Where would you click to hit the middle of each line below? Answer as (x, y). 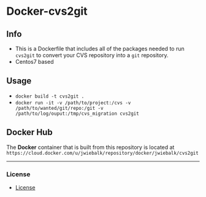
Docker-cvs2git (47, 11)
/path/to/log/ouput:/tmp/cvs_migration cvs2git (77, 114)
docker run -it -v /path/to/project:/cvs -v (73, 102)
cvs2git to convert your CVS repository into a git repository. (92, 55)
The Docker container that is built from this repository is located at (90, 147)
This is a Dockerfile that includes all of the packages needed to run (100, 48)
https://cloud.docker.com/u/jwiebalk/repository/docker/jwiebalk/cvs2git (103, 153)
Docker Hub (30, 132)
